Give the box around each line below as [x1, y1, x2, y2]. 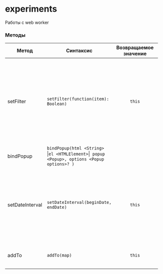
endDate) [47, 204, 67, 210]
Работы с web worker [5, 19, 49, 25]
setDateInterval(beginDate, [47, 200, 112, 205]
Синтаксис [66, 47, 93, 54]
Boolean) [47, 101, 67, 107]
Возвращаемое [116, 44, 154, 51]
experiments [5, 3, 57, 15]
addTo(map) [47, 253, 72, 258]
